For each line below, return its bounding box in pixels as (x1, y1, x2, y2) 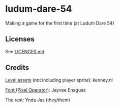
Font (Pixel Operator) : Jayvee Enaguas (5, 87, 86, 93)
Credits (5, 63, 29, 72)
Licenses (5, 35, 35, 44)
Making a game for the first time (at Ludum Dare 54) (5, 20, 114, 26)
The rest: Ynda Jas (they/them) (5, 97, 70, 103)
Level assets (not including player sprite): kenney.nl (5, 77, 113, 83)
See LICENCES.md (5, 48, 45, 54)
